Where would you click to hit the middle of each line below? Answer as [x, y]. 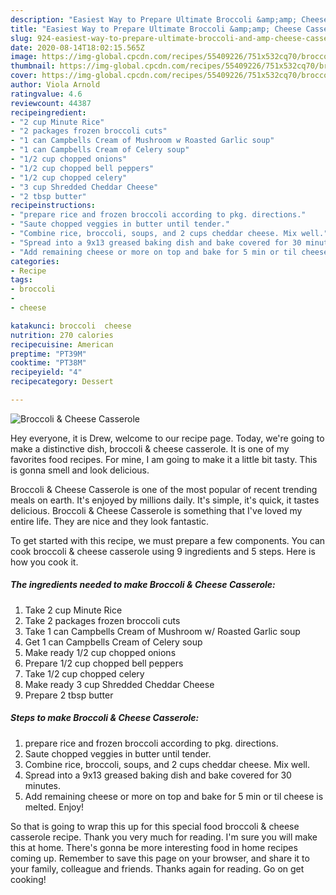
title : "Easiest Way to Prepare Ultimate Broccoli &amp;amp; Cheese [156, 29]
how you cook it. [44, 562]
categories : [35, 261]
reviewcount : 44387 [51, 103]
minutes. [43, 785]
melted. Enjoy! [54, 807]
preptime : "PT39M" [48, 354]
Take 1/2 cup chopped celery [84, 673]
